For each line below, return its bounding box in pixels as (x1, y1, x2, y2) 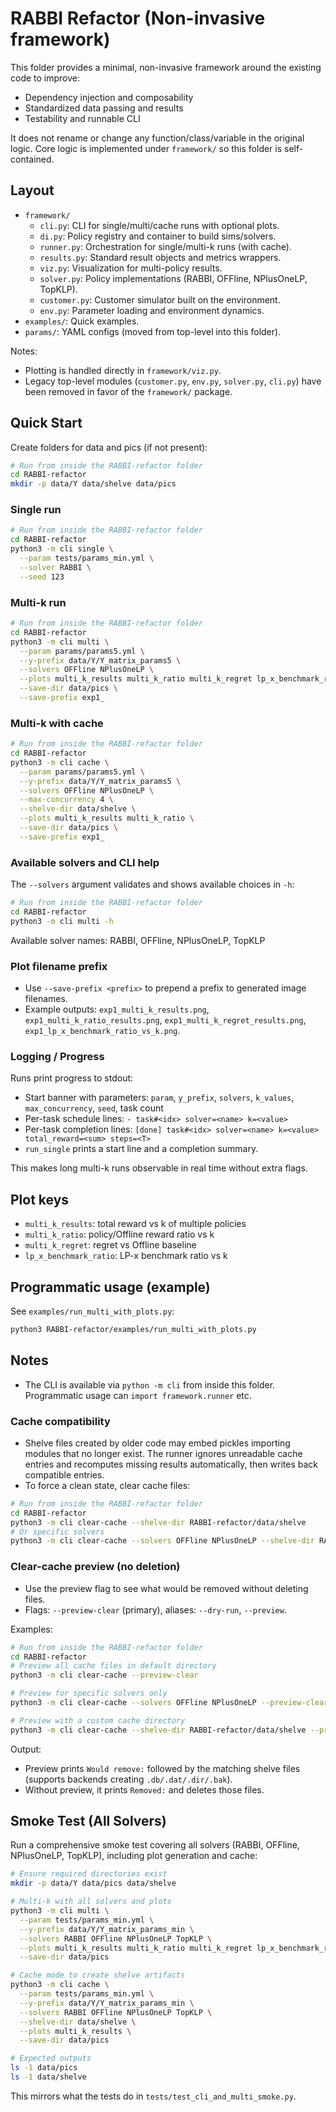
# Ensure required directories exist (10, 1869, 168, 1879)
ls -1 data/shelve (10, 2072, 87, 2082)
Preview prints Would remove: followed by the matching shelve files (24, 1762, 301, 1774)
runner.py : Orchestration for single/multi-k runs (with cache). (39, 240, 292, 252)
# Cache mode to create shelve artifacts (10, 1970, 186, 1981)
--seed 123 (19, 572, 65, 582)
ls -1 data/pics (10, 2063, 78, 2073)
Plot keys (10, 1191, 70, 1208)
